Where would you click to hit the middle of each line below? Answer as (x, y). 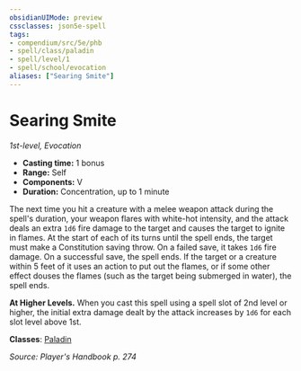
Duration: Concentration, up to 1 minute (96, 191)
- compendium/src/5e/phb (56, 43)
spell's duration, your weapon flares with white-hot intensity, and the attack (149, 218)
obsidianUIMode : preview (56, 18)
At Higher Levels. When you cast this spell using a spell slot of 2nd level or (148, 303)
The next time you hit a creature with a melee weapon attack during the (142, 208)
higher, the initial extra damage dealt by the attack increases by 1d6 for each (150, 312)
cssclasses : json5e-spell (58, 26)
